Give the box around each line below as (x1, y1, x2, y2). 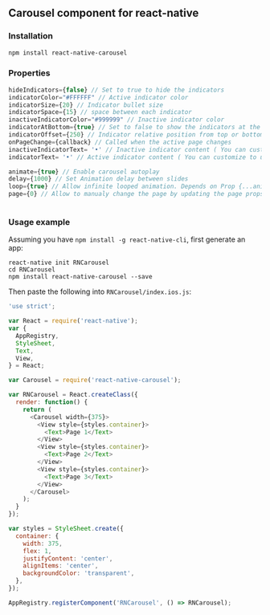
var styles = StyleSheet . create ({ (8, 525, 125, 533)
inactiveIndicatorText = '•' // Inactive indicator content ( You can (8, 145, 247, 153)
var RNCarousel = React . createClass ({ (8, 391, 138, 399)
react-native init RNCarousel (8, 259, 110, 267)
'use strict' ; (8, 303, 56, 311)
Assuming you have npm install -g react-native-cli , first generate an (8, 234, 246, 244)
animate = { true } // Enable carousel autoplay (8, 168, 160, 176)
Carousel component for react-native (8, 6, 199, 20)
